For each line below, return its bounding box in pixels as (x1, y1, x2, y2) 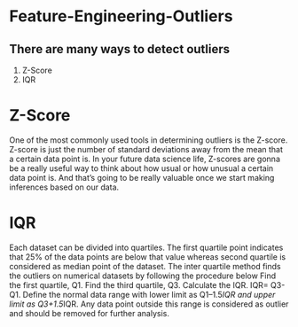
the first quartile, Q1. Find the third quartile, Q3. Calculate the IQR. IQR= (9, 279, 269, 290)
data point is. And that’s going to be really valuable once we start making (9, 172, 275, 183)
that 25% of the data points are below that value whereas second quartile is (9, 251, 286, 262)
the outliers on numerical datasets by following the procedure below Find (9, 270, 277, 281)
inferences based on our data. (9, 182, 120, 192)
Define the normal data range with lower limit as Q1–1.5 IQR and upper (22, 289, 276, 300)
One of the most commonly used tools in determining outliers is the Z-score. (9, 135, 288, 145)
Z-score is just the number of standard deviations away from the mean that (9, 144, 284, 154)
